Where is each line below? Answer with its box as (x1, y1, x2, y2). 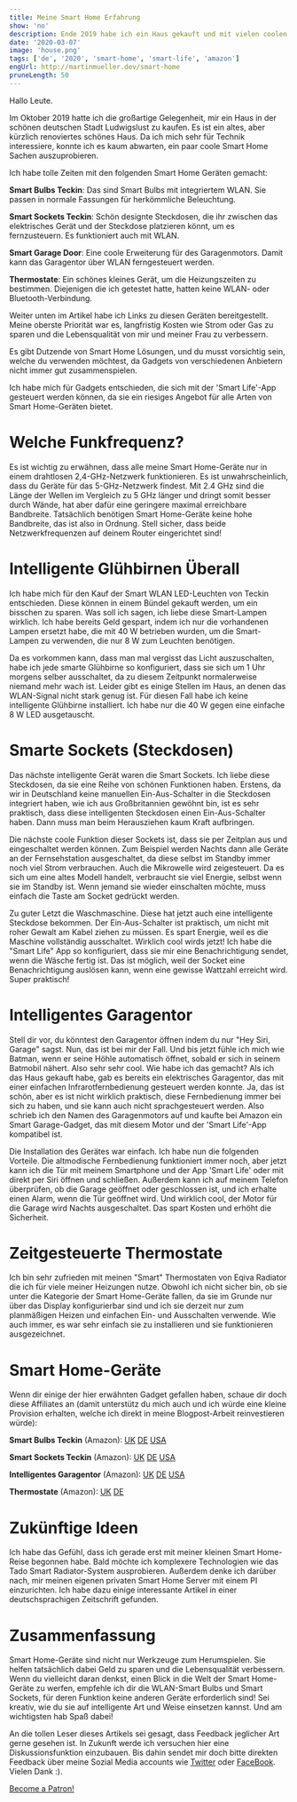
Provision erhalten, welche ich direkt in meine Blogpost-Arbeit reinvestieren (9, 1409, 285, 1419)
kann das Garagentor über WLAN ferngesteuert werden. (9, 257, 215, 267)
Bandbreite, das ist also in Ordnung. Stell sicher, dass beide (9, 518, 226, 528)
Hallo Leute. (9, 95, 53, 106)
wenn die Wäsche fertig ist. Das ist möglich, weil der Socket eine (9, 955, 246, 965)
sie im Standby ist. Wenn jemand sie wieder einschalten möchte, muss (9, 881, 266, 892)
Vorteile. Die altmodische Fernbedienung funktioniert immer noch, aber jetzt (9, 1155, 287, 1166)
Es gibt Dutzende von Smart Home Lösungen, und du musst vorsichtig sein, (9, 345, 285, 356)
